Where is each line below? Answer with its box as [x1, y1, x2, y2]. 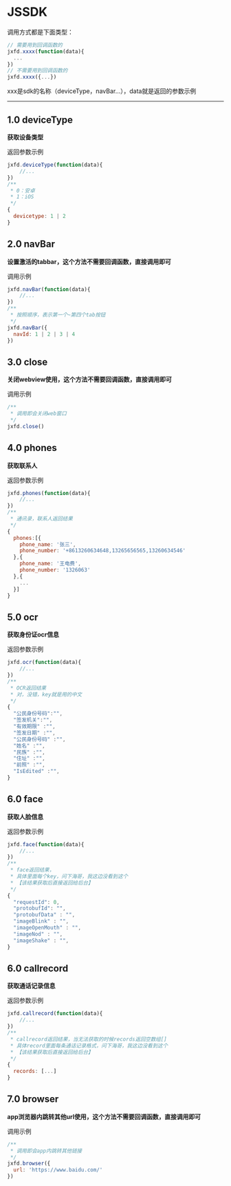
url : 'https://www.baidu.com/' [13, 1167, 103, 1174]
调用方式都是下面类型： [7, 28, 74, 36]
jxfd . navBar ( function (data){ [7, 285, 91, 293]
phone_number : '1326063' [19, 567, 91, 574]
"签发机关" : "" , [13, 716, 53, 724]
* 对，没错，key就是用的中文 [10, 691, 82, 698]
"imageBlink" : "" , [13, 918, 69, 925]
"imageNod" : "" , [13, 930, 63, 938]
